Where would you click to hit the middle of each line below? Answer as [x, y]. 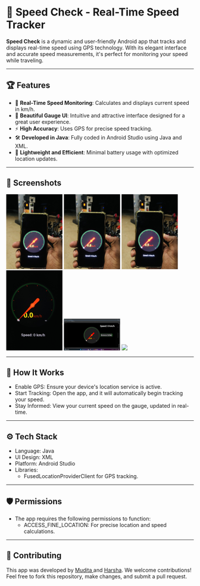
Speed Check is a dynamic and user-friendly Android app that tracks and [96, 41]
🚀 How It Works [35, 372]
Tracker [26, 25]
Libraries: [26, 470]
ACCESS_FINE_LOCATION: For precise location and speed [95, 525]
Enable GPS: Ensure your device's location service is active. [88, 387]
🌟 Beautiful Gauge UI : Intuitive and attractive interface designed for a [100, 115]
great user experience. [43, 122]
